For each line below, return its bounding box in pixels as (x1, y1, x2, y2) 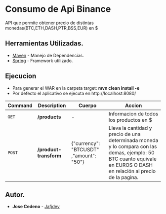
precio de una (108, 131, 141, 138)
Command (7, 102, 33, 109)
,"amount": (71, 152, 96, 159)
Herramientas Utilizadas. (5, 39, 84, 48)
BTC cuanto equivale (108, 155, 157, 162)
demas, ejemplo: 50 (108, 149, 155, 156)
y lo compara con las (108, 143, 157, 150)
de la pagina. (108, 174, 139, 180)
